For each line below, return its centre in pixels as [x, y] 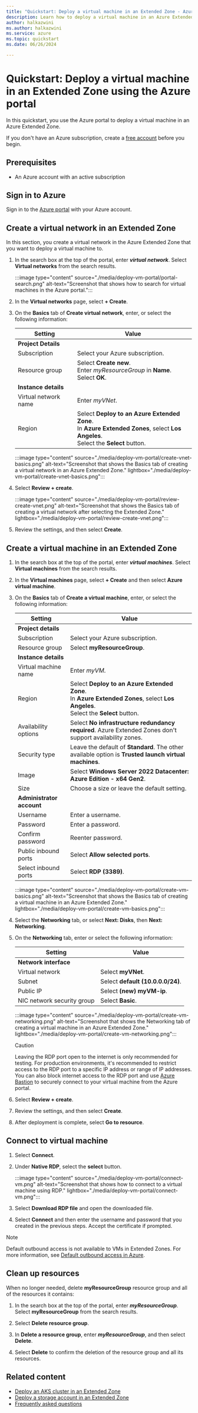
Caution [24, 1045]
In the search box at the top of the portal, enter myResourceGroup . [96, 1305]
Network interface [44, 963]
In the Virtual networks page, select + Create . [71, 302]
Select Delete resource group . [52, 1323]
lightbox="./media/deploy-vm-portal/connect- [123, 1190]
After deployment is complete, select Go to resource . [79, 1122]
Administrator [37, 798]
